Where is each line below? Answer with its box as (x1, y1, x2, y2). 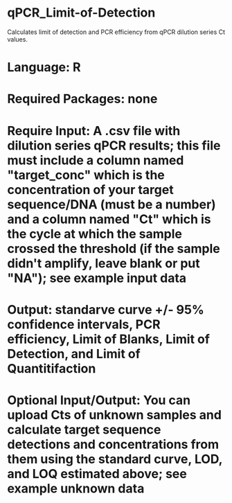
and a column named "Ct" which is (7, 211, 211, 227)
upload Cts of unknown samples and (7, 407, 222, 423)
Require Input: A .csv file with (7, 123, 181, 139)
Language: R (7, 60, 81, 76)
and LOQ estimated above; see (7, 466, 187, 482)
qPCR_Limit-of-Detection (7, 5, 156, 21)
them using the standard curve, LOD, (7, 451, 223, 467)
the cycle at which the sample (7, 226, 182, 242)
